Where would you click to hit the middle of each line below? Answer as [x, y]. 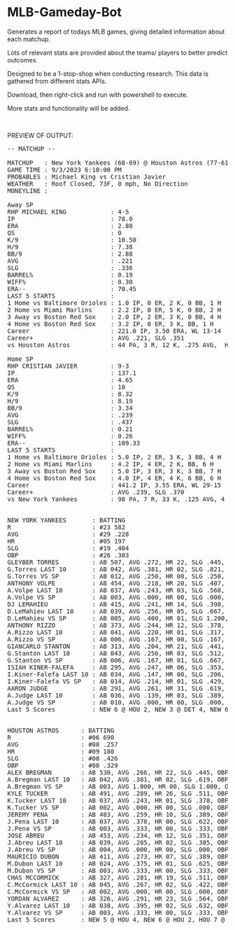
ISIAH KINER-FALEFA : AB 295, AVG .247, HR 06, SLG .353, [116, 667]
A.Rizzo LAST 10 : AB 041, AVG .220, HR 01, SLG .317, [116, 632]
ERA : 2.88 [70, 226]
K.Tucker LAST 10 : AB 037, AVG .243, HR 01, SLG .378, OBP [118, 800]
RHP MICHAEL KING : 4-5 [68, 212]
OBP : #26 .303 [68, 555]
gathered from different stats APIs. [57, 81]
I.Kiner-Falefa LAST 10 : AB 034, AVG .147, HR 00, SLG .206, [116, 674]
